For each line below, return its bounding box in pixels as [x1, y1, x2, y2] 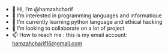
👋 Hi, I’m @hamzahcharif [11, 6, 73, 13]
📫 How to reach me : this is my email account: [11, 32, 127, 38]
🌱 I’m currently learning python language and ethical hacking [11, 18, 163, 25]
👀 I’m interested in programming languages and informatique [11, 12, 162, 19]
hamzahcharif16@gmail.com [11, 40, 83, 47]
